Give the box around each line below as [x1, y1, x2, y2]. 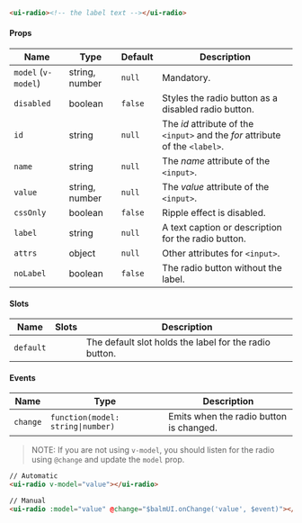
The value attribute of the [161, 181, 270, 194]
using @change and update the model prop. [31, 455, 185, 465]
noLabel [13, 268, 47, 279]
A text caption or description [161, 221, 282, 234]
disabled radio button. [161, 104, 254, 116]
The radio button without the [161, 262, 283, 275]
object [68, 248, 96, 260]
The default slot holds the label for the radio [85, 336, 271, 348]
